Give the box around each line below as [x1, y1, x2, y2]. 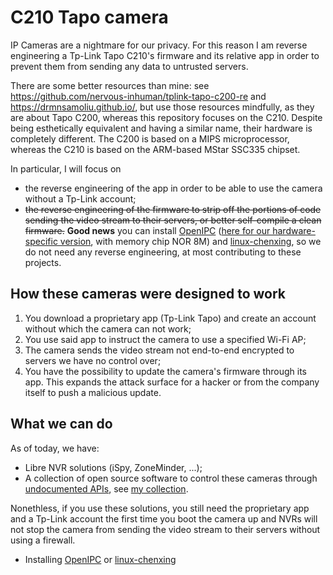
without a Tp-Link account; [24, 192, 137, 205]
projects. [24, 256, 62, 268]
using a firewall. [10, 534, 76, 546]
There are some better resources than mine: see [10, 79, 210, 91]
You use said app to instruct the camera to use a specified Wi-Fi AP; [24, 333, 307, 345]
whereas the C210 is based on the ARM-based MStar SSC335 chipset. [10, 143, 301, 155]
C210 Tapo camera [10, 6, 169, 29]
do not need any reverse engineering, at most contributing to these [24, 246, 302, 258]
